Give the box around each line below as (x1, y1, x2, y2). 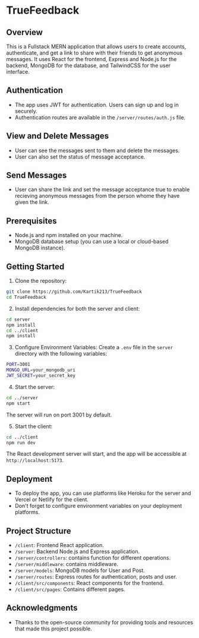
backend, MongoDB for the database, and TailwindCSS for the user (6, 62, 171, 69)
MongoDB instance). (14, 244, 65, 251)
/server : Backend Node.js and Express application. (14, 548, 140, 555)
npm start (6, 400, 31, 406)
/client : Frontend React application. (14, 542, 104, 549)
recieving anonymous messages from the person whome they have (14, 192, 180, 200)
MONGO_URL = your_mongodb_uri (6, 367, 76, 373)
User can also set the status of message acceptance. (14, 153, 146, 160)
